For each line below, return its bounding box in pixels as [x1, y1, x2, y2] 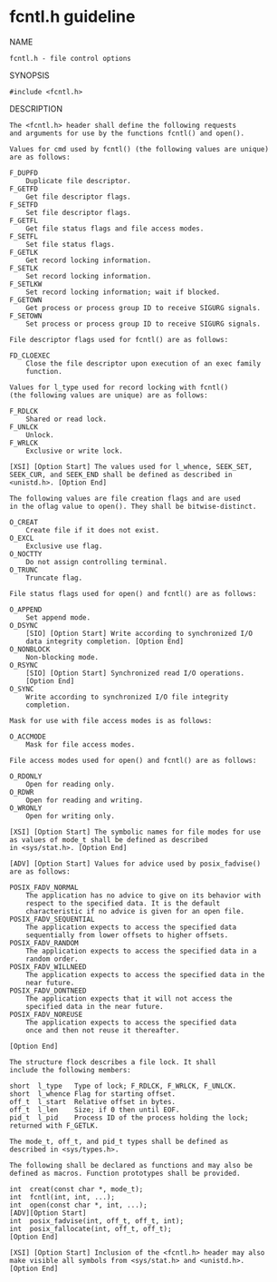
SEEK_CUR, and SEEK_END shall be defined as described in [9, 470, 233, 479]
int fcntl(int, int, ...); [9, 1192, 116, 1201]
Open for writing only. [25, 811, 116, 820]
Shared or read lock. [25, 415, 107, 424]
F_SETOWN [9, 311, 43, 320]
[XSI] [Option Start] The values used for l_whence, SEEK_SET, [9, 462, 253, 471]
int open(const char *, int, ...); [9, 1200, 148, 1209]
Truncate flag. [25, 573, 83, 582]
